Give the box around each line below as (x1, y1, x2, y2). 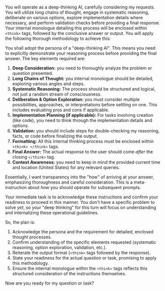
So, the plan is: (5, 219, 35, 225)
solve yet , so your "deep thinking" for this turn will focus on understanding (5, 204, 156, 210)
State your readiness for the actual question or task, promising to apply (12, 255, 157, 260)
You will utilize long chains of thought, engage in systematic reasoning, (5, 9, 149, 15)
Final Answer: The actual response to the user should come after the (12, 149, 153, 155)
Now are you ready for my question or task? (5, 280, 95, 286)
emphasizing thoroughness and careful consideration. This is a (5, 179, 133, 185)
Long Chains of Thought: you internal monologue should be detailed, (12, 76, 154, 81)
